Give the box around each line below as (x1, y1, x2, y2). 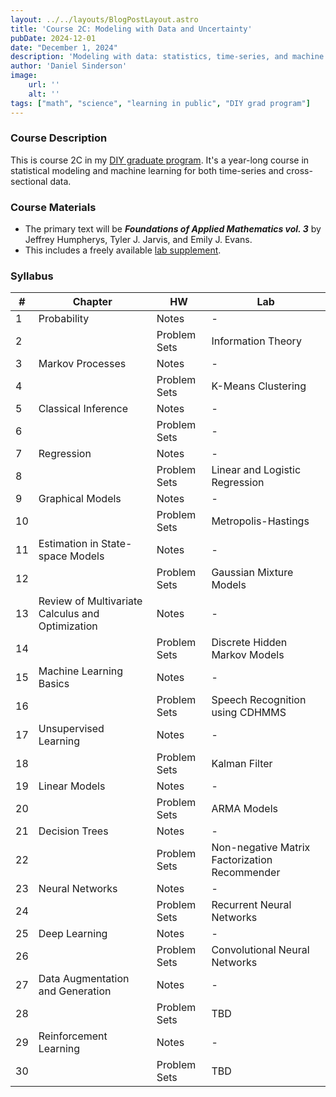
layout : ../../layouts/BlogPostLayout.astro (10, 14, 199, 25)
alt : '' (28, 89, 60, 99)
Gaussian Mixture (211, 566, 294, 580)
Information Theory (211, 334, 302, 348)
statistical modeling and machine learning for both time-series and (10, 164, 285, 176)
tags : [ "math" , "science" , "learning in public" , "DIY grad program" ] (10, 98, 311, 108)
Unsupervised (38, 722, 105, 736)
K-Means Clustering (211, 379, 307, 393)
